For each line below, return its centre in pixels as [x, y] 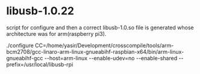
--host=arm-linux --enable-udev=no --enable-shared [111, 58]
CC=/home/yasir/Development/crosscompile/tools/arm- [105, 45]
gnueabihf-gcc [25, 58]
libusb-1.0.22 [40, 11]
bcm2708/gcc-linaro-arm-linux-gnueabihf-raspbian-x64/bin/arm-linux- [95, 51]
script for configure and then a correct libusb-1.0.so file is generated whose [100, 27]
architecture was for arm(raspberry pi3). [56, 33]
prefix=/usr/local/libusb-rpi [40, 64]
